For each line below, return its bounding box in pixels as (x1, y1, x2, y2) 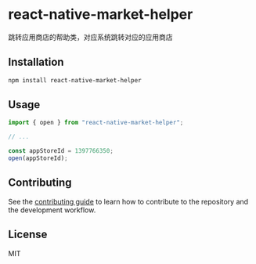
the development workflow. (8, 205, 96, 215)
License (8, 228, 48, 241)
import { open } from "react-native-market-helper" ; (8, 119, 184, 127)
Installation (8, 56, 64, 69)
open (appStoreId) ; (8, 154, 68, 162)
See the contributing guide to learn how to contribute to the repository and (8, 197, 249, 206)
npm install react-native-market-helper (8, 76, 142, 84)
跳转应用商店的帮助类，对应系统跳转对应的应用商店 (8, 32, 173, 42)
